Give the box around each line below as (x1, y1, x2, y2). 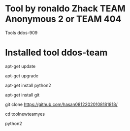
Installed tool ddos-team (5, 47, 108, 58)
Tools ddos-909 (5, 30, 38, 35)
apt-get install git (5, 92, 40, 98)
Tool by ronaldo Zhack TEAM (5, 3, 126, 14)
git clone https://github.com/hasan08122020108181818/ (5, 101, 118, 107)
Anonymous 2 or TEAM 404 (5, 13, 122, 25)
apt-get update (5, 63, 36, 69)
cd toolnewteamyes (5, 111, 45, 117)
